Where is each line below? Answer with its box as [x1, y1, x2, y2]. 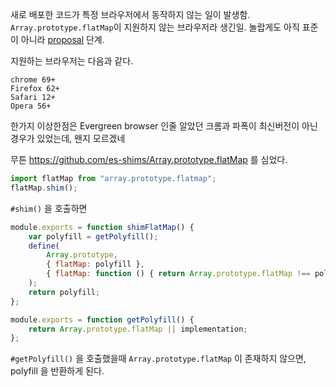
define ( [28, 241, 60, 251]
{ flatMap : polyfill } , [46, 259, 145, 270]
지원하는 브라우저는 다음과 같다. [10, 55, 134, 67]
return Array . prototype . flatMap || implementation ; [28, 324, 248, 334]
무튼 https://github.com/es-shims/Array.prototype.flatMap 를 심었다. [10, 154, 288, 165]
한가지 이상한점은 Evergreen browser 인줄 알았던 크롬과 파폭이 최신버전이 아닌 [10, 120, 318, 132]
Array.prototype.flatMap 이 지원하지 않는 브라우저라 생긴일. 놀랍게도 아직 [10, 21, 300, 33]
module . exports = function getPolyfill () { [10, 314, 195, 325]
